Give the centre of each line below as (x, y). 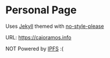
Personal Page (41, 10)
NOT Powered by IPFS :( (35, 48)
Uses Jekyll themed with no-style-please (55, 26)
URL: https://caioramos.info (38, 37)
